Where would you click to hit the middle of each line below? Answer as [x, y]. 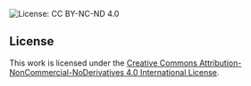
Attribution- [221, 63]
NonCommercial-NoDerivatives [67, 72]
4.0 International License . [173, 72]
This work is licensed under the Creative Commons [104, 63]
